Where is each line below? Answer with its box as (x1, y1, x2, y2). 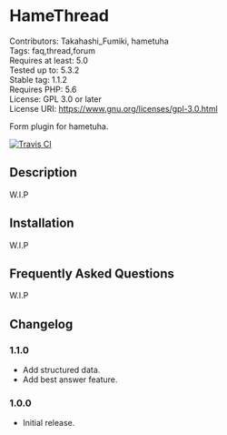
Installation (9, 216, 74, 231)
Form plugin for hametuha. (9, 120, 109, 132)
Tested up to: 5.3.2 (9, 65, 80, 76)
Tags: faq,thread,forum (9, 45, 95, 56)
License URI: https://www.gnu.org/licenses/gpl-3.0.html (9, 103, 218, 114)
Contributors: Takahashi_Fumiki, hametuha (9, 35, 170, 46)
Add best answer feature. (22, 374, 118, 385)
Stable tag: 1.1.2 (9, 74, 68, 85)
